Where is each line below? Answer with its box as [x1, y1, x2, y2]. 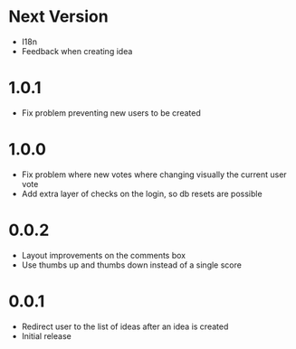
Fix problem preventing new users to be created [21, 107, 201, 118]
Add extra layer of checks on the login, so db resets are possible [21, 188, 263, 199]
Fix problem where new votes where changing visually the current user [21, 169, 287, 180]
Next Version [8, 6, 110, 27]
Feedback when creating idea [21, 45, 133, 56]
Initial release [21, 330, 72, 341]
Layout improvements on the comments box [21, 250, 186, 260]
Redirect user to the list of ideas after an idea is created [21, 321, 229, 332]
